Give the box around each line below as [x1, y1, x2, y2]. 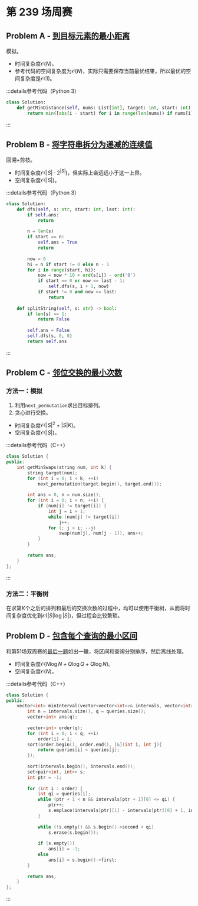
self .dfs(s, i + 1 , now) [48, 283, 110, 290]
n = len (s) [27, 228, 54, 234]
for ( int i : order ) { [27, 785, 83, 791]
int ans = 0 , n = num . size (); [27, 492, 101, 498]
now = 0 [27, 255, 46, 262]
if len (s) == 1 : [27, 311, 67, 317]
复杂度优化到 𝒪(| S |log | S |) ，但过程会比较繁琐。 [11, 611, 123, 619]
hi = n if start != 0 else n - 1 [27, 261, 110, 267]
